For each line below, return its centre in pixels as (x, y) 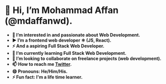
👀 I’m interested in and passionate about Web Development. (76, 35)
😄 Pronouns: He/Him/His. (40, 71)
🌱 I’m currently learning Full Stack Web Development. (69, 53)
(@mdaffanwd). (39, 21)
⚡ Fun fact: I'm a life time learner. (47, 77)
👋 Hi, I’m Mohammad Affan (62, 10)
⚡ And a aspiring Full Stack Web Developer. (58, 46)
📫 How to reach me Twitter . (42, 64)
